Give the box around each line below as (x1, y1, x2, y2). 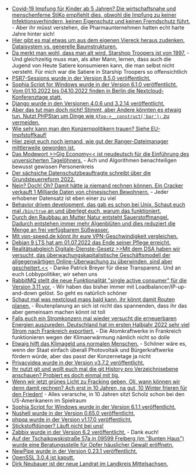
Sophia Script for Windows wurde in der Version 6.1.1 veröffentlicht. (11, 403, 176, 410)
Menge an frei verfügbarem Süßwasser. (11, 226, 110, 233)
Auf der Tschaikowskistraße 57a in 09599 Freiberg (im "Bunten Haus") (11, 435, 185, 442)
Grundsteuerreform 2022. (11, 176, 75, 183)
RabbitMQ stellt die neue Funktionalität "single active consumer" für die (11, 277, 187, 284)
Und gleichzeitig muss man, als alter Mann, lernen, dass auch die (11, 56, 172, 62)
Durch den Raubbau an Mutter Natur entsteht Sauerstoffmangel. (11, 214, 169, 221)
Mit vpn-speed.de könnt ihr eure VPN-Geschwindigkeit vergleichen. (11, 233, 178, 240)
